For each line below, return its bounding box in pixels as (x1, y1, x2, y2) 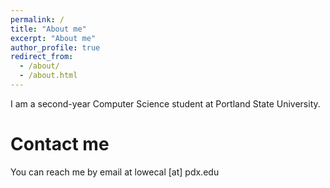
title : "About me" (10, 24, 87, 34)
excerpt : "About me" (10, 33, 97, 43)
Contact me (10, 133, 110, 156)
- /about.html (19, 71, 78, 81)
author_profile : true (10, 42, 101, 53)
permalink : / (10, 14, 65, 25)
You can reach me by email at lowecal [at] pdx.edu (10, 166, 220, 178)
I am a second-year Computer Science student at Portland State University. (10, 97, 321, 110)
